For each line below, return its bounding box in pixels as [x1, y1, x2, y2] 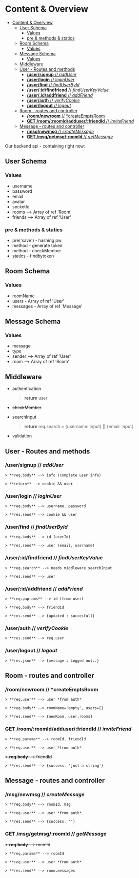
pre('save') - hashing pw [12, 237, 62, 243]
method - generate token [12, 243, 62, 248]
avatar [12, 199, 25, 204]
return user [24, 395, 48, 401]
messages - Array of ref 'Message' [12, 303, 83, 309]
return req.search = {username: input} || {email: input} [24, 424, 134, 429]
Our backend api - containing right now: [5, 143, 85, 149]
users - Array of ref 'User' [12, 298, 64, 304]
